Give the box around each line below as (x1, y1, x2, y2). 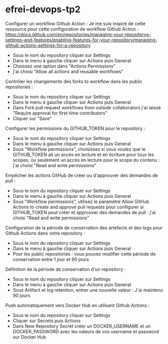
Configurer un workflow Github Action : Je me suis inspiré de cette (5, 20, 146, 27)
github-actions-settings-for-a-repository (5, 42, 91, 48)
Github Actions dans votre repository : (5, 230, 85, 236)
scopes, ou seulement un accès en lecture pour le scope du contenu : (12, 157, 160, 163)
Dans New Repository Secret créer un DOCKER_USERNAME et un (12, 323, 151, 329)
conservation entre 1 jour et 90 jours (12, 256, 89, 262)
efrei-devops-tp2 (5, 4, 81, 15)
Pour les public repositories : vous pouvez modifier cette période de (12, 250, 156, 257)
